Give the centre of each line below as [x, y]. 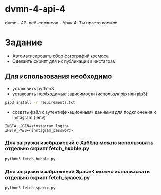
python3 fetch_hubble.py [30, 159]
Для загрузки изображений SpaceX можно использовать [78, 171]
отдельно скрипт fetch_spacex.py [47, 177]
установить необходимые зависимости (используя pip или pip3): [80, 94]
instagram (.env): [29, 117]
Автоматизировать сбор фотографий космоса [60, 56]
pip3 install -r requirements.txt [40, 102]
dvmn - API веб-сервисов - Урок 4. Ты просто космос [61, 23]
